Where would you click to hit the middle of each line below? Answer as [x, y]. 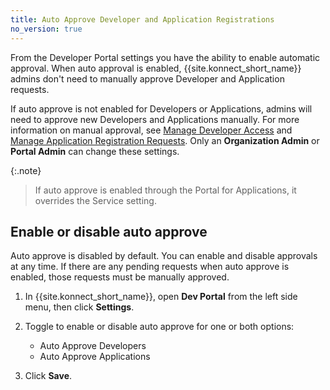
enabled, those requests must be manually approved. [120, 277]
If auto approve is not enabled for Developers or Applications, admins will [161, 108]
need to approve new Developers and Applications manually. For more [155, 119]
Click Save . [48, 376]
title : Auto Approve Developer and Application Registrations [142, 19]
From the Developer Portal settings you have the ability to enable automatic [165, 57]
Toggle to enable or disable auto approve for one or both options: [159, 327]
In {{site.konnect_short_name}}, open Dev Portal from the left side [161, 297]
